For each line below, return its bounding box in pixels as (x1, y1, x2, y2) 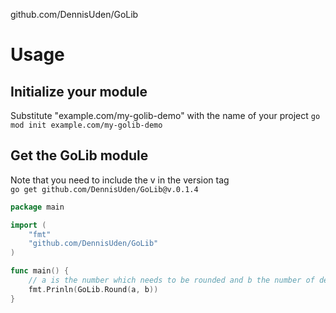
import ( (10, 220, 47, 230)
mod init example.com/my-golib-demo (10, 120, 163, 130)
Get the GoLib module (10, 147, 149, 164)
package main (10, 202, 65, 212)
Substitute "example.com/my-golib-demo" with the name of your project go (10, 110, 321, 121)
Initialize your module (10, 83, 148, 100)
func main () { (10, 266, 70, 276)
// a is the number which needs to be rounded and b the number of (28, 275, 315, 286)
